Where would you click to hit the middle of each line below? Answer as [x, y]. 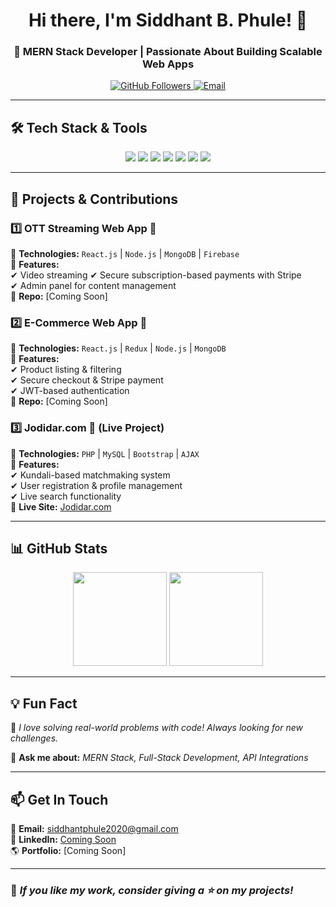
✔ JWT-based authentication [70, 391]
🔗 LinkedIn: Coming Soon [63, 840]
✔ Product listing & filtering [66, 370]
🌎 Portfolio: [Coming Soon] [68, 851]
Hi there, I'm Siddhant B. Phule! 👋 [168, 20]
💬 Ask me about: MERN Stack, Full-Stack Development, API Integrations [159, 758]
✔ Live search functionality [66, 496]
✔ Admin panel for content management [93, 285]
